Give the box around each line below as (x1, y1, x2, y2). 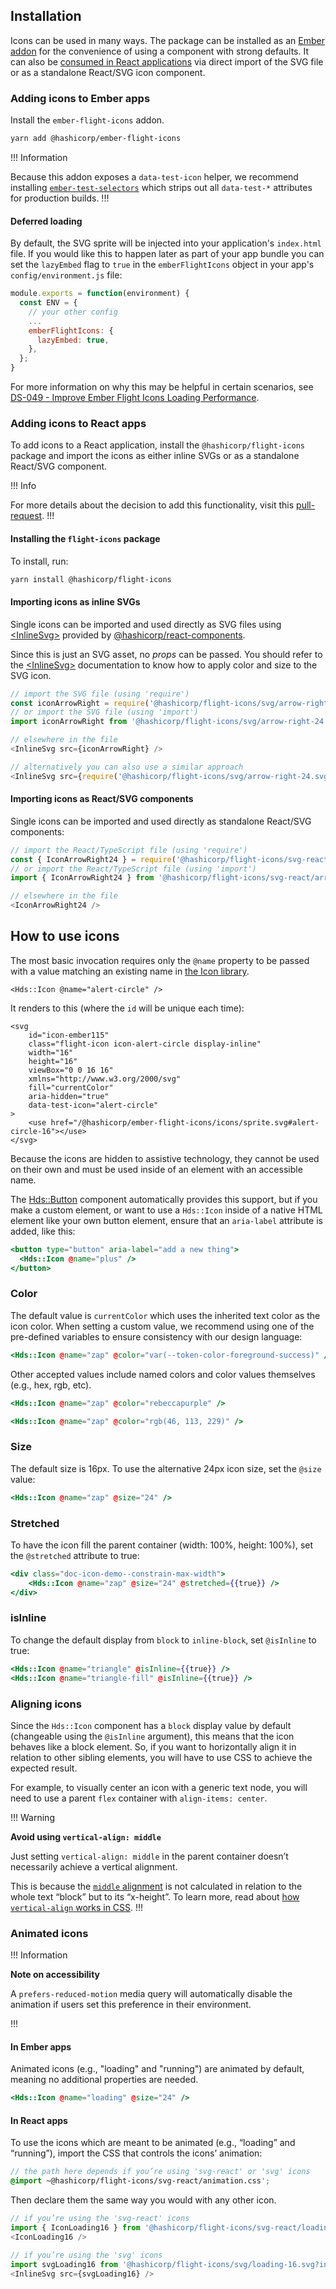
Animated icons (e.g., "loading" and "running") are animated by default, (10, 2063, 305, 2075)
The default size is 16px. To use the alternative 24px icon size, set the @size (10, 1462, 322, 1474)
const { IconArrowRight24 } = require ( (10, 854, 177, 864)
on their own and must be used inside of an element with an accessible (10, 1163, 303, 1175)
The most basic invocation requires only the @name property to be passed (10, 954, 310, 966)
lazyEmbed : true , (36, 335, 110, 345)
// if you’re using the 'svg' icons (10, 2250, 163, 2260)
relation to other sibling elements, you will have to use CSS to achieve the (10, 1751, 313, 1763)
